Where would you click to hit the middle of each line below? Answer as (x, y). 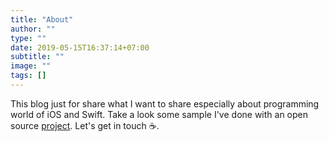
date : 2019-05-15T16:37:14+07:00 (80, 47)
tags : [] (28, 76)
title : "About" (42, 19)
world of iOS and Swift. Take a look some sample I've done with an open (159, 114)
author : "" (33, 29)
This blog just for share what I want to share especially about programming (165, 103)
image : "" (31, 66)
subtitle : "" (37, 57)
